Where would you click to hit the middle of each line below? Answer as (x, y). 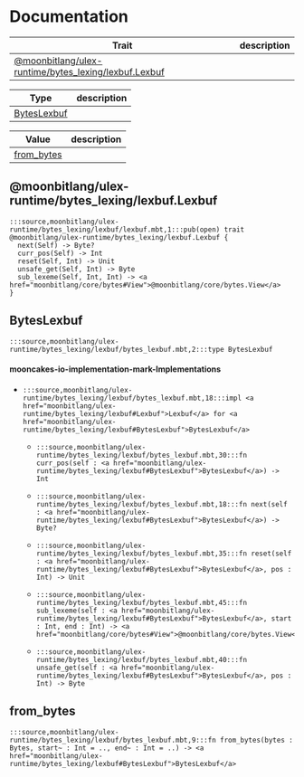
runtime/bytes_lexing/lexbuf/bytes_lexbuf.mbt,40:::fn (141, 659)
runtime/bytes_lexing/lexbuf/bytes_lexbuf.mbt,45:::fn (141, 602)
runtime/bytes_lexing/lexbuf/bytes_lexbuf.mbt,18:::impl (132, 398)
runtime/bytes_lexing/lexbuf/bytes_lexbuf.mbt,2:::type (117, 349)
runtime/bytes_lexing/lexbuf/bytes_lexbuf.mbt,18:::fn (141, 504)
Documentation (69, 17)
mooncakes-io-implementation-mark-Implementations (115, 369)
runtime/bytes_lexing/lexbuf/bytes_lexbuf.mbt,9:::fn (113, 740)
